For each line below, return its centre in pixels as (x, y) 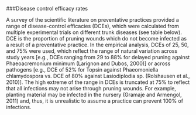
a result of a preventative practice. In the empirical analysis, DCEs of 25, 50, (97, 45)
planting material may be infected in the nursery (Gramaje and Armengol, (94, 94)
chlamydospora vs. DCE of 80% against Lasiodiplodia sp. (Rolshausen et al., (98, 76)
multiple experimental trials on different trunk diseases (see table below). (94, 32)
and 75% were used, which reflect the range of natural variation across (92, 51)
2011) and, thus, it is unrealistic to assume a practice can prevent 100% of (94, 101)
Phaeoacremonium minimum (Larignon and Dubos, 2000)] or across (88, 63)
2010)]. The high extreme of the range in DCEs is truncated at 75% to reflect (98, 82)
